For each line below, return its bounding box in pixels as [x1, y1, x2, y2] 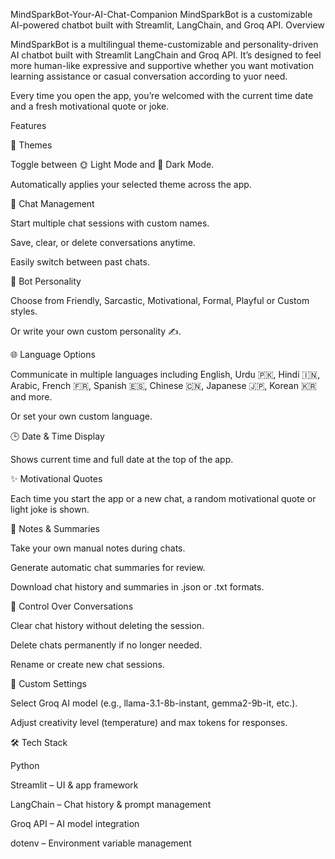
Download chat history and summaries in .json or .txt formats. [10, 581, 265, 593]
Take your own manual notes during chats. [10, 542, 186, 554]
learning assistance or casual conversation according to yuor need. [10, 70, 288, 82]
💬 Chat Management [10, 198, 95, 209]
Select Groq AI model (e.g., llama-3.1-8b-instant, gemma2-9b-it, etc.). [10, 697, 298, 709]
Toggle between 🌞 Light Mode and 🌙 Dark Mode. [10, 159, 215, 170]
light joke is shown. [10, 504, 90, 515]
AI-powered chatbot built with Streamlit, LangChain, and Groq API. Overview [10, 19, 325, 31]
